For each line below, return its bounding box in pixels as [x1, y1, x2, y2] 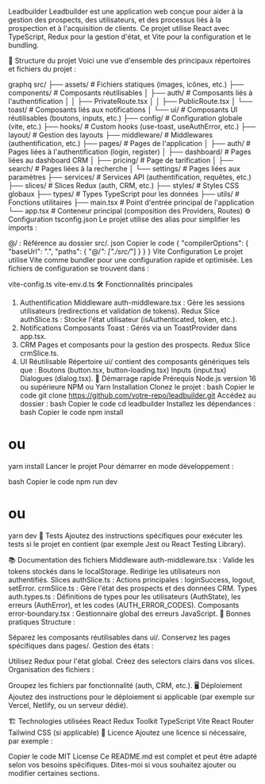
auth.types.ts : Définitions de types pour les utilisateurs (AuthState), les [8, 591, 241, 601]
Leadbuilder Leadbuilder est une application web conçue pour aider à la [8, 7, 244, 16]
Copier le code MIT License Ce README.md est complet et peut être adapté [8, 751, 258, 761]
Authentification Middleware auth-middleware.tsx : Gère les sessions [19, 298, 245, 307]
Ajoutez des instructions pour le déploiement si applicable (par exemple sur [8, 692, 255, 701]
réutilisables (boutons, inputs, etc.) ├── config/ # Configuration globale [8, 113, 243, 122]
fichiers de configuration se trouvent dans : [8, 263, 149, 273]
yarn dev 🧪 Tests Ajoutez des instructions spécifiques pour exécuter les [8, 531, 244, 540]
